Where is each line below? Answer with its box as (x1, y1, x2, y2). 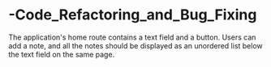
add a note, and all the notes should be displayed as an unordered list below (8, 40, 264, 50)
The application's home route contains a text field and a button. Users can (8, 32, 256, 42)
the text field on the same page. (8, 49, 115, 59)
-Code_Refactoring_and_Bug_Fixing (8, 6, 257, 24)
